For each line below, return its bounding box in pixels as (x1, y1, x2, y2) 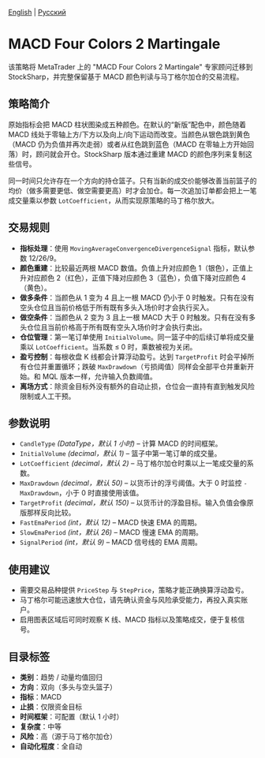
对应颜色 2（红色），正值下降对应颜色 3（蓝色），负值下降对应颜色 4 (26, 273, 246, 282)
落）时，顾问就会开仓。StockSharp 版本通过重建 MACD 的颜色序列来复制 (8, 149, 246, 159)
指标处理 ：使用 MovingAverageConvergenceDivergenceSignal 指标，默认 (19, 243, 248, 252)
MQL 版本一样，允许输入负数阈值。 (42, 372, 157, 381)
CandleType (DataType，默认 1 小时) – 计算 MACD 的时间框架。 (19, 439, 222, 449)
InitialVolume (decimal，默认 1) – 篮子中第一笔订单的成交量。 (19, 449, 222, 458)
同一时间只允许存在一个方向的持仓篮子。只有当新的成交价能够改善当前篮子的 (8, 176, 257, 185)
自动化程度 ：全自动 (19, 741, 83, 751)
